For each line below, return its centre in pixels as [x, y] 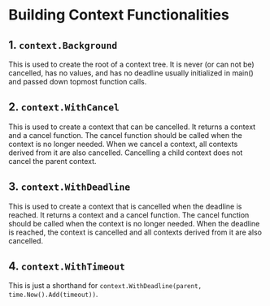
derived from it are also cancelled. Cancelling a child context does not [126, 153]
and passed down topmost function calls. [78, 82]
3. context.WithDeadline [70, 187]
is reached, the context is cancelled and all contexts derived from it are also [135, 232]
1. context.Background [63, 45]
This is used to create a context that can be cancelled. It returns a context [132, 127]
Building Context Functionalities [119, 15]
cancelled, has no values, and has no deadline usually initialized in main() [131, 73]
